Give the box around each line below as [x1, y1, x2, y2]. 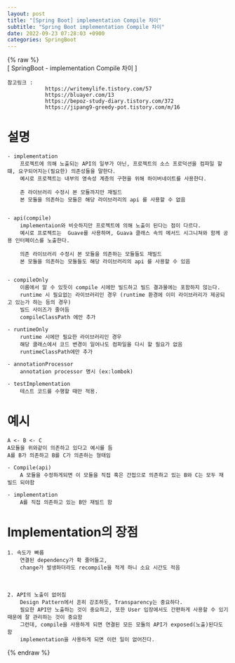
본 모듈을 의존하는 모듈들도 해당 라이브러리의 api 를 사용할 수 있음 [20, 258, 191, 265]
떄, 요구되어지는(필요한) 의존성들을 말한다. [7, 168, 116, 175]
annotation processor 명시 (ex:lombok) [20, 368, 133, 375]
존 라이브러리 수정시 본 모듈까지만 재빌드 [20, 189, 123, 196]
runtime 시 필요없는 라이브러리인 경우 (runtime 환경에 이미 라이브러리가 [20, 292, 208, 299]
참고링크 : [7, 79, 34, 86]
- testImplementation [7, 380, 71, 388]
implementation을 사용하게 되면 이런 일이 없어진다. [20, 636, 155, 643]
